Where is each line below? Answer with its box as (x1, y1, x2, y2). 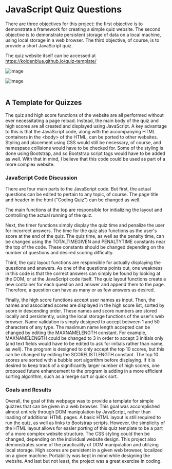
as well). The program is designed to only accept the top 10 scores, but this (5, 346, 165, 352)
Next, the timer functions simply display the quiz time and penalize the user (5, 222, 165, 229)
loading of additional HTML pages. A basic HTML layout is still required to (5, 414, 161, 421)
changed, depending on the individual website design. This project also (5, 436, 157, 442)
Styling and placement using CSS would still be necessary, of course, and (5, 139, 162, 145)
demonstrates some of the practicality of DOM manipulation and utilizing (5, 442, 159, 448)
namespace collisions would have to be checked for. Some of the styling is (5, 145, 163, 151)
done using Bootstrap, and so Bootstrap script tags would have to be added (5, 150, 165, 157)
